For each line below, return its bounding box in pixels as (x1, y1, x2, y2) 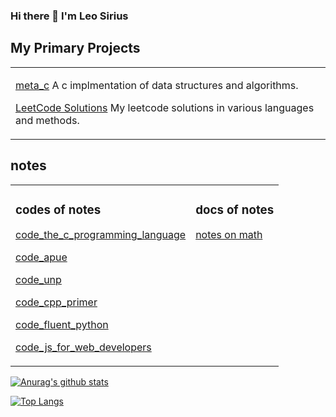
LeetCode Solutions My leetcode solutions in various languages (15, 100, 315, 114)
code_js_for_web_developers (15, 340, 152, 354)
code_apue (15, 250, 68, 264)
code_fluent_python (15, 318, 109, 332)
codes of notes (15, 202, 102, 218)
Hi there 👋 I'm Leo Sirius (10, 9, 129, 23)
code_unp (15, 273, 62, 287)
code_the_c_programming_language (15, 228, 187, 242)
